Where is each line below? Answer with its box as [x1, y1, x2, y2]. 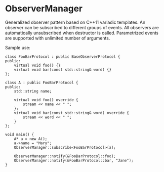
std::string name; [14, 88, 52, 94]
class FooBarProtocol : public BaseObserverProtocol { [5, 54, 121, 59]
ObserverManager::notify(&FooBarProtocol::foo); [14, 154, 116, 159]
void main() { [5, 132, 35, 137]
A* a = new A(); [14, 136, 48, 141]
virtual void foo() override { [14, 97, 79, 102]
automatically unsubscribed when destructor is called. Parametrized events [5, 30, 159, 36]
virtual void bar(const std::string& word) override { [14, 110, 129, 115]
